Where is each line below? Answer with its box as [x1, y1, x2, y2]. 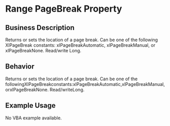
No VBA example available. [5, 115, 62, 121]
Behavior [5, 62, 35, 71]
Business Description [5, 23, 75, 32]
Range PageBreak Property [5, 3, 122, 15]
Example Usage [5, 101, 56, 110]
